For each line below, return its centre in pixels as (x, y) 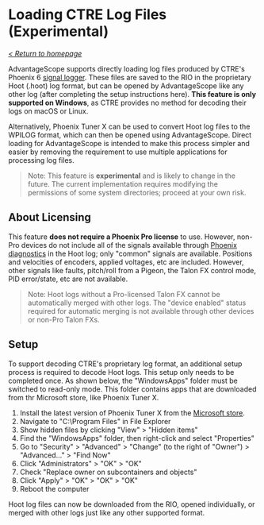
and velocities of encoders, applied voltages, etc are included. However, (126, 262)
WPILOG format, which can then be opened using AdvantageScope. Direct (130, 135)
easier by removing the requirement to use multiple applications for (118, 152)
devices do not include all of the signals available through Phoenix (129, 245)
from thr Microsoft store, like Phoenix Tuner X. (84, 397)
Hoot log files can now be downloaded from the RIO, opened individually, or (132, 504)
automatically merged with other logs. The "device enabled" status (137, 303)
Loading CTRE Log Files (88, 15)
